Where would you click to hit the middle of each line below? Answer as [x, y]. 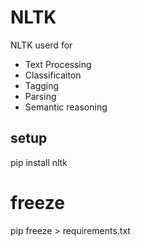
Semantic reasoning [66, 107]
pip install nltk [39, 162]
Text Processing [58, 64]
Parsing [40, 96]
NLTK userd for [41, 45]
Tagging [42, 85]
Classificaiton [53, 75]
